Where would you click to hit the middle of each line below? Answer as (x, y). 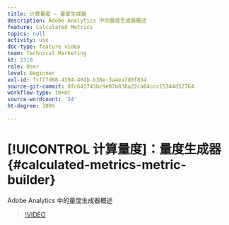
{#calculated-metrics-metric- (97, 165)
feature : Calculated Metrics (50, 27)
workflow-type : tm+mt (39, 93)
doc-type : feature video (44, 47)
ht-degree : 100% (31, 106)
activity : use (28, 40)
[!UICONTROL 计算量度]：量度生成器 (114, 150)
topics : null (27, 34)
